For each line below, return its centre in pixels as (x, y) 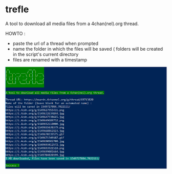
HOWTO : (15, 33)
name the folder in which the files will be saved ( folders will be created (88, 49)
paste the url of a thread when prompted (56, 43)
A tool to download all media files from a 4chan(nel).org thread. (72, 24)
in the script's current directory (46, 54)
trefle (17, 9)
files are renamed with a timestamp (50, 59)
